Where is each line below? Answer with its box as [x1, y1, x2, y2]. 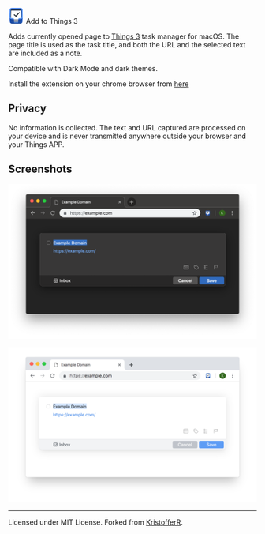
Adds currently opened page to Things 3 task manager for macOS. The [8, 32, 240, 41]
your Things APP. [8, 139, 65, 149]
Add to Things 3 [25, 17, 78, 25]
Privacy [8, 102, 47, 115]
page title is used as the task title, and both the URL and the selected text [8, 40, 246, 49]
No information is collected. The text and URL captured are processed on [8, 122, 246, 132]
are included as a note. [8, 48, 83, 58]
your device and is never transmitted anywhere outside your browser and [8, 131, 247, 141]
